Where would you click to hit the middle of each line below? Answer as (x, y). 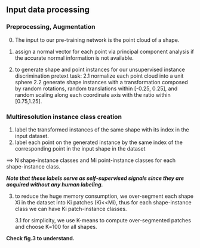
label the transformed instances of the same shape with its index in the (102, 129)
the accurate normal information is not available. (74, 58)
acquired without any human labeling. (55, 184)
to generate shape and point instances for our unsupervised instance (100, 69)
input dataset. (32, 136)
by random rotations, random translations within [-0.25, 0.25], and (96, 88)
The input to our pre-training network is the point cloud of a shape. (97, 40)
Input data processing (48, 10)
